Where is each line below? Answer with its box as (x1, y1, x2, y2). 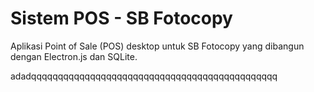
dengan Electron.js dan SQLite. (10, 50, 138, 62)
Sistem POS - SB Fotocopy (10, 7, 233, 30)
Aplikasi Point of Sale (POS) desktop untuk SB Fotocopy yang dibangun (10, 40, 305, 52)
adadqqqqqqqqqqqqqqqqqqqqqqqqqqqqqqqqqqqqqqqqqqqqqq (10, 70, 278, 82)
